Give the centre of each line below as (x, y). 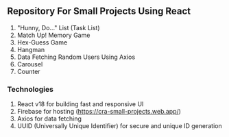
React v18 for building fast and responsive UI (80, 104)
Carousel (30, 64)
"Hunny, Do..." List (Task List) (59, 27)
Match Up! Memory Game (53, 35)
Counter (28, 71)
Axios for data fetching (49, 119)
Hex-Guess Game (42, 42)
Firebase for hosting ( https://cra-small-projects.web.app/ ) (99, 112)
